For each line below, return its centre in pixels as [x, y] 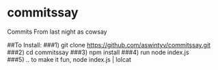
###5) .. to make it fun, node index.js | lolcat [69, 59]
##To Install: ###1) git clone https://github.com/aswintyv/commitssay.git [109, 45]
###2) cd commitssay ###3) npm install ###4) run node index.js [98, 52]
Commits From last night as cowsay [57, 32]
